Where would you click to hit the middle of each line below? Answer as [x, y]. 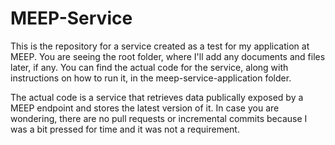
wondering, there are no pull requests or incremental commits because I [159, 118]
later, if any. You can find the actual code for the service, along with [149, 67]
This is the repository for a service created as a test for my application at [160, 46]
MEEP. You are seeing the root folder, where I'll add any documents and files [168, 56]
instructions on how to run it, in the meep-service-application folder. [151, 78]
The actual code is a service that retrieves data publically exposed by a [157, 97]
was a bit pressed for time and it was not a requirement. [125, 129]
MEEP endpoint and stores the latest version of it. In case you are [145, 108]
